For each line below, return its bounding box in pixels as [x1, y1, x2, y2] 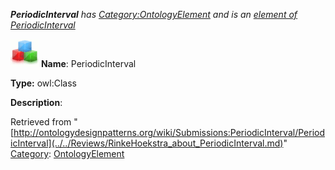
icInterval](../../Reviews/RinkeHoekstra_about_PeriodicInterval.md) [10, 137, 284, 149]
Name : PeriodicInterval [40, 58, 137, 69]
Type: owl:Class [10, 77, 77, 89]
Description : [10, 97, 63, 108]
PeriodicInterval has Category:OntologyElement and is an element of [10, 9, 298, 20]
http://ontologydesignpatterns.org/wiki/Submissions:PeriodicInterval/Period [13, 127, 325, 138]
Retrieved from [10, 116, 72, 128]
